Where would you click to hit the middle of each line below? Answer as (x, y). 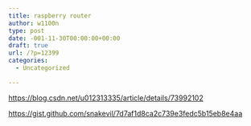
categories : (28, 61)
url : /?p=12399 (34, 53)
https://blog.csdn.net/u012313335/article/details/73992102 (106, 98)
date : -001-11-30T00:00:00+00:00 (64, 38)
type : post (27, 30)
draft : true (28, 46)
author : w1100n (34, 23)
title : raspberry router (50, 16)
